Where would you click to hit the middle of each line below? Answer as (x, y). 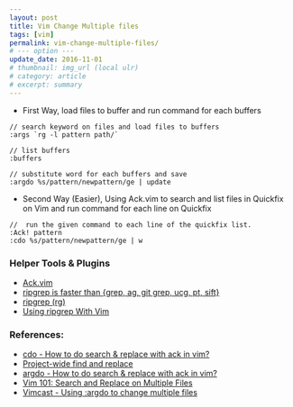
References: (37, 334)
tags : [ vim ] (32, 34)
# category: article (48, 77)
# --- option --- (42, 51)
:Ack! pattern (36, 232)
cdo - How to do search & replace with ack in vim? (116, 354)
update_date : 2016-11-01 (56, 59)
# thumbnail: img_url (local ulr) (74, 68)
